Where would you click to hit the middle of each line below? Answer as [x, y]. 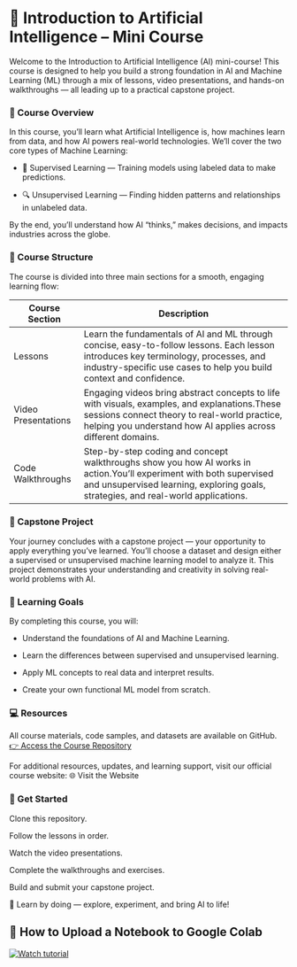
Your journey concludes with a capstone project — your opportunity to [137, 541]
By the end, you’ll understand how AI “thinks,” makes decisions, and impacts [148, 225]
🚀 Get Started [38, 799]
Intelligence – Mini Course [107, 37]
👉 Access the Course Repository [71, 746]
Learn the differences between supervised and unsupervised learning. [150, 655]
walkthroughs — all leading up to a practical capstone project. [122, 89]
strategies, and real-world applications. [166, 495]
